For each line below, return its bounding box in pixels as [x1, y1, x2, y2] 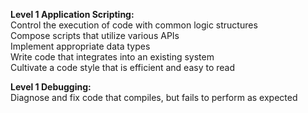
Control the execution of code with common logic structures [10, 19, 258, 31]
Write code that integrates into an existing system [10, 51, 215, 63]
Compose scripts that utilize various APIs [10, 30, 180, 41]
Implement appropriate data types [10, 40, 151, 52]
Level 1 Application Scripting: [10, 9, 135, 20]
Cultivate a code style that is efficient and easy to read [10, 62, 236, 73]
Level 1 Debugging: [10, 81, 92, 93]
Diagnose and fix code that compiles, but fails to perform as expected [10, 92, 298, 103]
